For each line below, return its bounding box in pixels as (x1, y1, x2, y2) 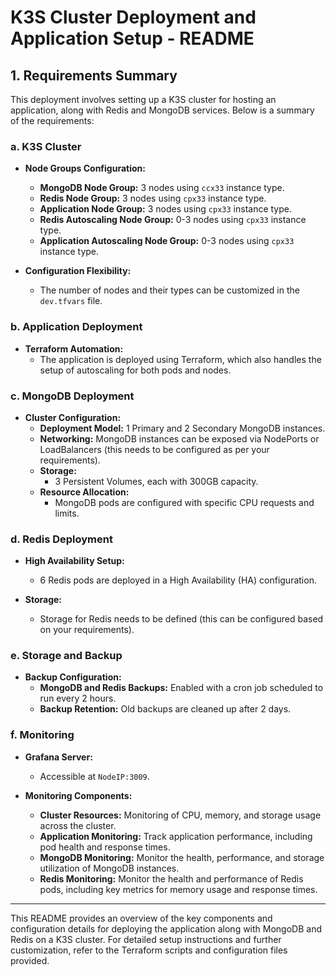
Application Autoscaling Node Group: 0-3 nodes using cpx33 (39, 235, 295, 247)
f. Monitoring (10, 728, 75, 742)
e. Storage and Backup (10, 649, 123, 663)
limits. (54, 507, 80, 519)
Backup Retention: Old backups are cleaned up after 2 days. (39, 703, 292, 715)
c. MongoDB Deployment (10, 389, 135, 403)
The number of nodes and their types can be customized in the (39, 284, 300, 296)
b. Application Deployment (10, 320, 143, 334)
